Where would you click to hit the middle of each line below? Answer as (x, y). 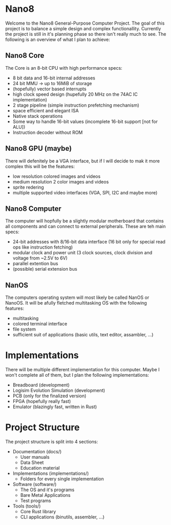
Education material (40, 468)
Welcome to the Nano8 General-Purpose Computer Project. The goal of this (85, 23)
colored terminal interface (40, 324)
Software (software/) (35, 484)
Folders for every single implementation (62, 479)
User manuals (35, 457)
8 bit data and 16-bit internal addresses (54, 78)
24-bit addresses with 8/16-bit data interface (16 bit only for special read (89, 242)
